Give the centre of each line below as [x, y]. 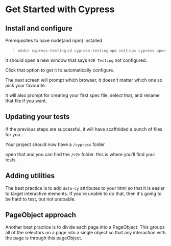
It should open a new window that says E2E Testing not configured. [76, 60]
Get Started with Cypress [60, 9]
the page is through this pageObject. [44, 238]
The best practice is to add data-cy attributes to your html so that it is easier [85, 188]
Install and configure [39, 28]
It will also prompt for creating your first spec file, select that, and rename [82, 95]
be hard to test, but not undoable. [40, 199]
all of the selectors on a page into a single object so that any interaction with [86, 233]
